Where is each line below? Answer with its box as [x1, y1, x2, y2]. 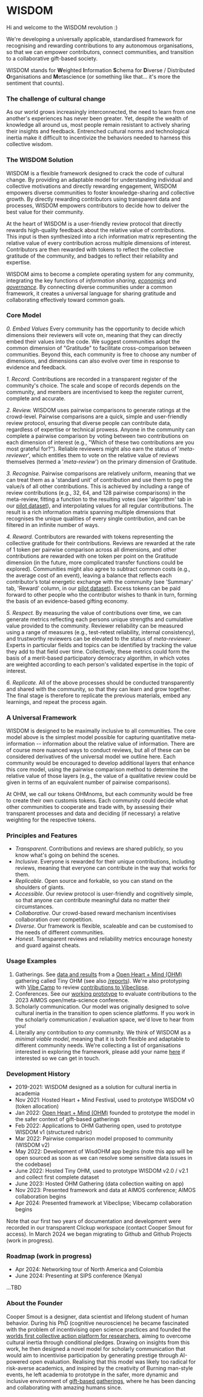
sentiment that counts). [6, 79, 65, 87]
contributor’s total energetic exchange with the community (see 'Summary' [6, 578, 193, 585]
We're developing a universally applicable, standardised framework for [6, 35, 183, 42]
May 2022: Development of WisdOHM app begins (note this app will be [15, 1148, 193, 1155]
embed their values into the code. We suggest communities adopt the [6, 338, 180, 345]
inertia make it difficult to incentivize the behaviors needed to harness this [6, 134, 191, 141]
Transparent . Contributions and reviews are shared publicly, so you [15, 845, 184, 853]
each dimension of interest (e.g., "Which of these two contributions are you [6, 438, 195, 446]
